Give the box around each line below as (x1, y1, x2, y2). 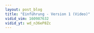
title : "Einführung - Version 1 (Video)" (5, 12, 91, 16)
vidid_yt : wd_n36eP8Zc (5, 20, 51, 26)
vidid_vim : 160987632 (5, 16, 49, 21)
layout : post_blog (5, 7, 42, 12)
